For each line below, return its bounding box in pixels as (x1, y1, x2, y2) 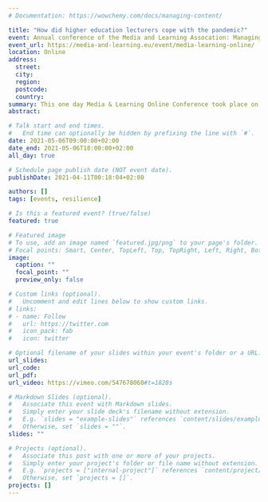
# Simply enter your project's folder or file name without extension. (8, 459, 259, 467)
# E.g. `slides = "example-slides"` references (8, 415, 177, 423)
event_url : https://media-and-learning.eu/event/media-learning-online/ (8, 41, 255, 49)
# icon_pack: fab (8, 327, 73, 335)
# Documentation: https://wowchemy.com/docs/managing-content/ (8, 11, 223, 20)
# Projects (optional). (8, 444, 88, 453)
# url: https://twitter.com (8, 320, 109, 327)
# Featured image (8, 231, 66, 239)
